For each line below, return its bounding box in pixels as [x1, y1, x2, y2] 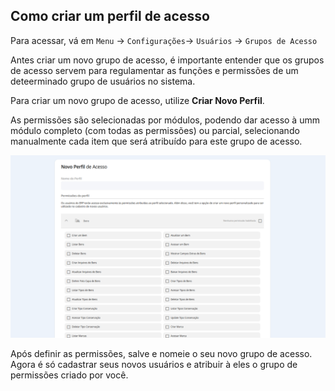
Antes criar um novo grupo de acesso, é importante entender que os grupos [10, 54, 325, 66]
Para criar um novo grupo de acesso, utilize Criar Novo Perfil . [10, 94, 265, 106]
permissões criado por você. [10, 369, 129, 381]
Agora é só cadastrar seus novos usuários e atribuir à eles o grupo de [10, 359, 298, 371]
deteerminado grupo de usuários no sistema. [10, 75, 196, 87]
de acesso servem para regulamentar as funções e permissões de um [10, 64, 299, 76]
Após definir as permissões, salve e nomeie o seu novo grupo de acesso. [10, 348, 313, 360]
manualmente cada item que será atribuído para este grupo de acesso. [10, 135, 303, 147]
